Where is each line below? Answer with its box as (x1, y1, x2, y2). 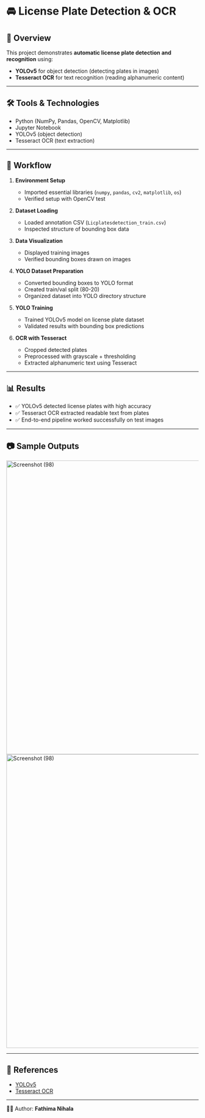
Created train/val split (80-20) (24, 285, 99, 293)
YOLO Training (15, 304, 53, 311)
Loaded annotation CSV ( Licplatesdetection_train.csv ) (24, 218, 167, 226)
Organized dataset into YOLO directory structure (24, 292, 146, 299)
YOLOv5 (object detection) (15, 130, 82, 138)
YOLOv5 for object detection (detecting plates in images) (15, 67, 160, 75)
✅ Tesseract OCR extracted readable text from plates (15, 409, 149, 417)
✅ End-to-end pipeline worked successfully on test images (15, 416, 164, 423)
